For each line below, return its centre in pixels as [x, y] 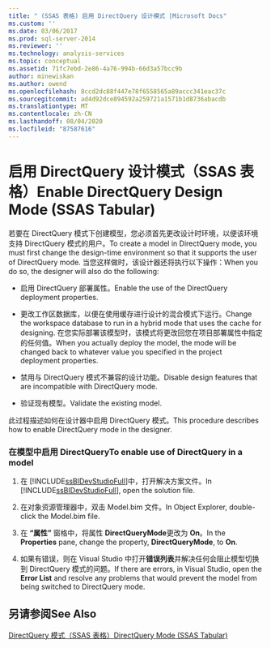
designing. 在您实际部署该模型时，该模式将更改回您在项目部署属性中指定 [141, 333]
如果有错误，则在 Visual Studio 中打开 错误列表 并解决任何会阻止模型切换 [140, 558]
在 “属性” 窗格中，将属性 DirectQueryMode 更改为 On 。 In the [123, 533]
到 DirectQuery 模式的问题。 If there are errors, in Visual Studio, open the [141, 569]
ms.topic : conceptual [45, 62]
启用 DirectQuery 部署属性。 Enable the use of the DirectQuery [124, 288]
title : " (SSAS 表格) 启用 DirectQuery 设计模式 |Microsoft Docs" [118, 16]
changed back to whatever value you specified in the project [121, 352]
